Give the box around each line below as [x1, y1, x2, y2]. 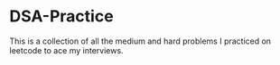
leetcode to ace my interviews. [9, 45, 124, 55]
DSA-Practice [9, 6, 115, 27]
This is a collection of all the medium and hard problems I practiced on [9, 36, 272, 46]
